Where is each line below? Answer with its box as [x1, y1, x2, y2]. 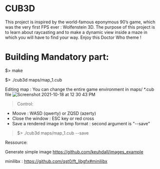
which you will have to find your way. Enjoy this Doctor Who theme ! [5, 34, 141, 40]
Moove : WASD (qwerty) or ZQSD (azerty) [12, 110, 97, 116]
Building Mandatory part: [5, 51, 109, 63]
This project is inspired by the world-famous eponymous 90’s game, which [5, 19, 156, 25]
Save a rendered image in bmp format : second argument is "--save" [12, 120, 150, 126]
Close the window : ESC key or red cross [12, 115, 94, 121]
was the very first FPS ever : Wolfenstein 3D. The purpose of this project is [5, 24, 155, 30]
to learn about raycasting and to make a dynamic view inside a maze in [5, 29, 148, 35]
